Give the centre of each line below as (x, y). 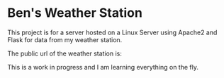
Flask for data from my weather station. (65, 39)
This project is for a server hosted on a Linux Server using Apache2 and (112, 32)
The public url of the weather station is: (65, 53)
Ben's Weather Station (75, 13)
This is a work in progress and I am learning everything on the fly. (103, 67)
